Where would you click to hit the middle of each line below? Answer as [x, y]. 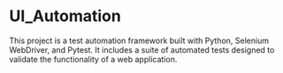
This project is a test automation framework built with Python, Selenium [139, 40]
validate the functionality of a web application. [93, 59]
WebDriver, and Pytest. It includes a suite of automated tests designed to [142, 49]
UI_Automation [65, 16]
